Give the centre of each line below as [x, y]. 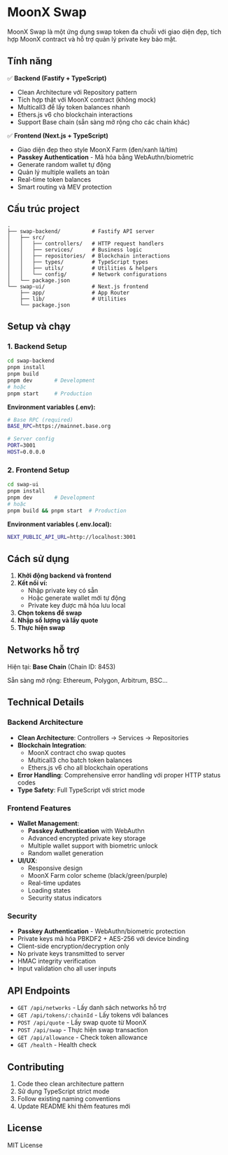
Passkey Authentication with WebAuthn [86, 831]
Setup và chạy [39, 326]
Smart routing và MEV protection [64, 187]
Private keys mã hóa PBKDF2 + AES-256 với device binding [103, 939]
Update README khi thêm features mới [74, 1106]
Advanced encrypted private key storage [87, 839]
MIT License [25, 1145]
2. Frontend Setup [38, 469]
